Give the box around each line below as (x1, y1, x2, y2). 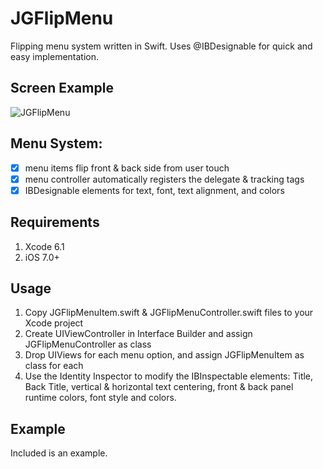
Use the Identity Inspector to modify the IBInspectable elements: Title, (24, 370, 314, 382)
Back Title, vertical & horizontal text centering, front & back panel (24, 381, 294, 393)
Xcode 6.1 (24, 240, 65, 252)
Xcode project (24, 317, 84, 329)
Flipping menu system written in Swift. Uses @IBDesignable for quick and (10, 40, 313, 52)
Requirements (10, 214, 100, 231)
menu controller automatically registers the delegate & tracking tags (24, 173, 305, 185)
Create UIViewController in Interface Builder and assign (24, 328, 253, 340)
